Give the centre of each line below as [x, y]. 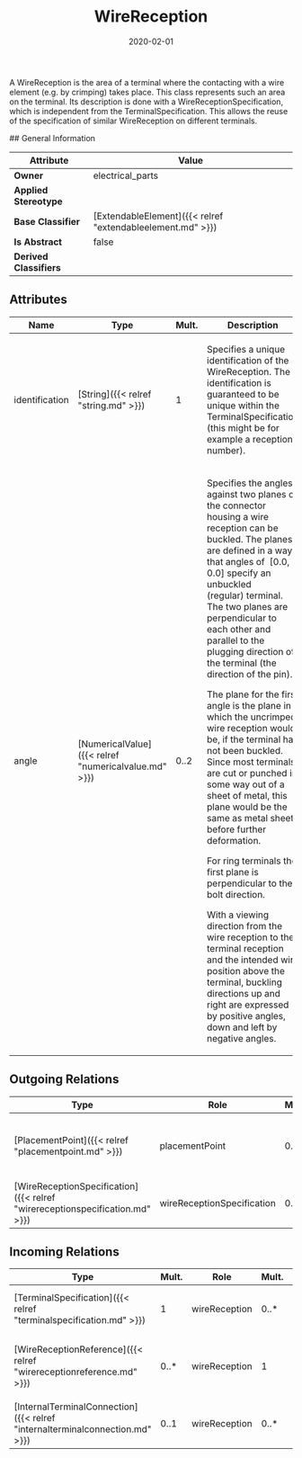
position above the [246, 971]
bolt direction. [235, 894]
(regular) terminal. [244, 595]
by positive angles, [246, 1015]
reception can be [242, 528]
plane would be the [247, 807]
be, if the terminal [244, 739]
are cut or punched [247, 773]
